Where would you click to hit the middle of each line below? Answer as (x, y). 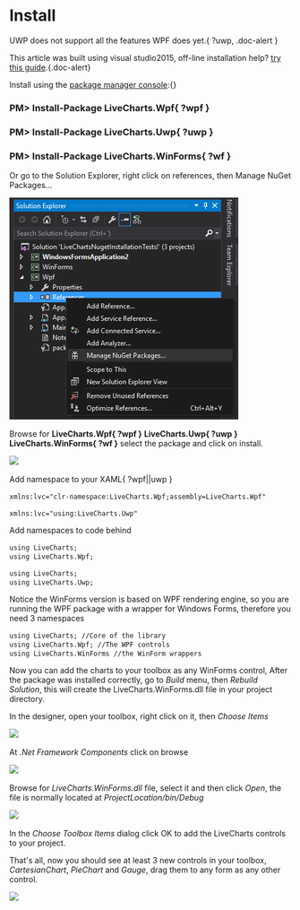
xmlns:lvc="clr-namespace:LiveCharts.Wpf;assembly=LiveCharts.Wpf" (138, 497)
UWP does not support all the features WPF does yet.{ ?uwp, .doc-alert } (144, 40)
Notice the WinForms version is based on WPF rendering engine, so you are (149, 599)
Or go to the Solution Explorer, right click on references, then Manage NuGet (150, 176)
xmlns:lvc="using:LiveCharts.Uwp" (74, 514)
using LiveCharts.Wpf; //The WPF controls (90, 645)
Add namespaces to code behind (70, 531)
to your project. (38, 843)
